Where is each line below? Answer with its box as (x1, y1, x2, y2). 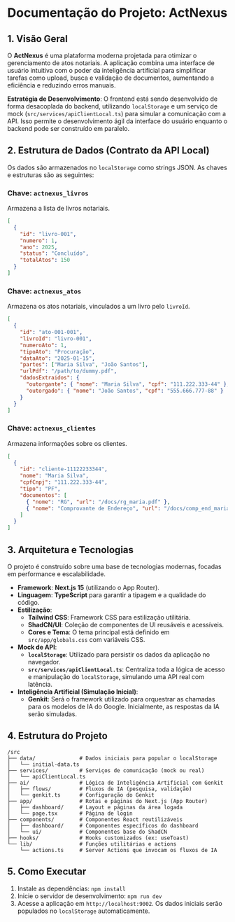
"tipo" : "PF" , (20, 485, 61, 493)
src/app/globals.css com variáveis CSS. (27, 636, 145, 644)
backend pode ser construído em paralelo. (7, 125, 130, 132)
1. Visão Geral (7, 33, 68, 45)
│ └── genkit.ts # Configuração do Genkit (7, 791, 155, 799)
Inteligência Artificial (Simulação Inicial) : (17, 687, 138, 696)
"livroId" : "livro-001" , (20, 335, 92, 342)
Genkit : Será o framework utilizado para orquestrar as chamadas (27, 695, 215, 704)
